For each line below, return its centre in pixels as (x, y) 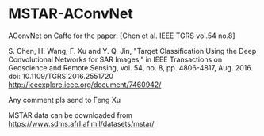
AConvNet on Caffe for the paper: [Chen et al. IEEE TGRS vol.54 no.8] (122, 36)
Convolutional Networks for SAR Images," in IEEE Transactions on (115, 59)
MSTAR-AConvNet (71, 14)
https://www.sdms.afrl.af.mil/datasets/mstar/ (81, 123)
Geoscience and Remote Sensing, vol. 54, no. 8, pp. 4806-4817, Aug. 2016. (131, 67)
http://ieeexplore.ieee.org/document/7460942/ (85, 85)
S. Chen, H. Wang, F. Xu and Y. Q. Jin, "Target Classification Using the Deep (132, 51)
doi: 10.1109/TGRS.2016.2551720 (61, 76)
